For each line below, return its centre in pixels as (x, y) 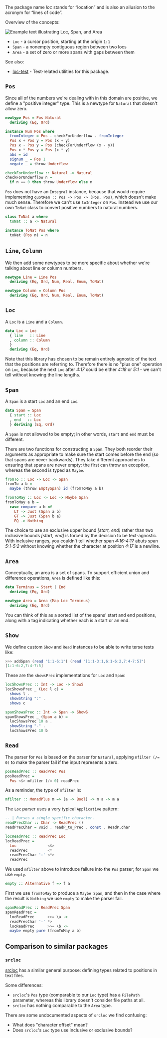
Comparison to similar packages (57, 946)
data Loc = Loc (21, 331)
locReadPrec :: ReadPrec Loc (35, 836)
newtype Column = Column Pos (35, 291)
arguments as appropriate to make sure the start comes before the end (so (82, 454)
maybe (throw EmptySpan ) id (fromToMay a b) (57, 489)
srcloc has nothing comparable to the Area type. (62, 1005)
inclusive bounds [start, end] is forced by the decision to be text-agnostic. (81, 536)
